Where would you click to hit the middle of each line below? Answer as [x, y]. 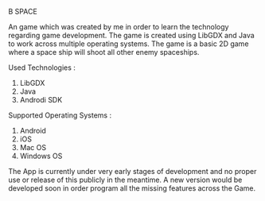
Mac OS [33, 147]
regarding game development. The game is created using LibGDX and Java [131, 35]
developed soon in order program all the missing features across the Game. [132, 188]
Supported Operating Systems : [60, 115]
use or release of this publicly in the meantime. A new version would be [125, 180]
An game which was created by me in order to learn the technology [119, 27]
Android [33, 131]
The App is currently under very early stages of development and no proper [132, 171]
